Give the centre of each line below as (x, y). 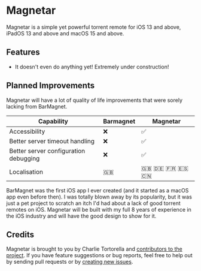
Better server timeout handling (52, 141)
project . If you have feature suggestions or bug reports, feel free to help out (99, 255)
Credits (20, 234)
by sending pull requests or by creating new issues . (70, 262)
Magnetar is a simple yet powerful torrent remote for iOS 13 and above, (94, 27)
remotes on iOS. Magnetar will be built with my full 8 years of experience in (99, 209)
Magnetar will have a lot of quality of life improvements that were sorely (95, 100)
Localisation (26, 171)
